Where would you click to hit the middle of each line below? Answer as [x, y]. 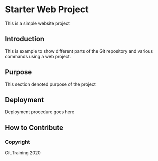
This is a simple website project [38, 23]
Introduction [25, 39]
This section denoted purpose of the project [51, 84]
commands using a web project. [38, 56]
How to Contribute [34, 128]
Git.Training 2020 [23, 153]
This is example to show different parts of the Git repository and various [79, 51]
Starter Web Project [47, 9]
